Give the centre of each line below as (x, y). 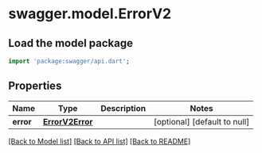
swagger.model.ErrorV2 (90, 14)
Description (123, 108)
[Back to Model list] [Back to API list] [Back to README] (100, 141)
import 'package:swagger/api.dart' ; (69, 61)
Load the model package (71, 43)
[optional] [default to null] (201, 121)
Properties (35, 86)
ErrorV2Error (68, 121)
